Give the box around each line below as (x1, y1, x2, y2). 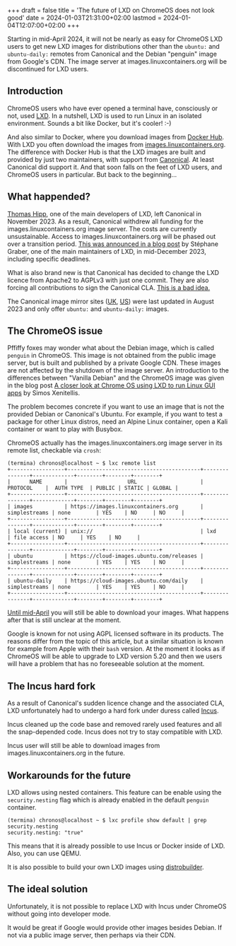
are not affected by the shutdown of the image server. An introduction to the (7, 366, 230, 375)
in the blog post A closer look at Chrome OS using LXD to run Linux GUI (7, 381, 216, 390)
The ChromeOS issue (7, 325, 103, 337)
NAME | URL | (29, 479, 203, 486)
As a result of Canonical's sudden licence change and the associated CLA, (7, 699, 225, 708)
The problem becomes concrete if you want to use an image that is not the (7, 402, 225, 411)
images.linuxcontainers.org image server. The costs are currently (7, 224, 197, 233)
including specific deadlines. (7, 255, 91, 263)
